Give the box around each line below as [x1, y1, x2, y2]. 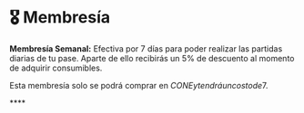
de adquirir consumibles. [9, 62, 103, 73]
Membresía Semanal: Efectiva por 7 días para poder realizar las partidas [9, 42, 283, 54]
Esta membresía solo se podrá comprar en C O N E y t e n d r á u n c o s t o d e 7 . [9, 80, 269, 90]
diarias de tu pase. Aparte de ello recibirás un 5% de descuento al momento [9, 52, 295, 63]
